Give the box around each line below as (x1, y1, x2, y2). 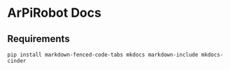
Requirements (7, 33, 70, 45)
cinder (7, 57, 27, 64)
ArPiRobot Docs (7, 5, 101, 21)
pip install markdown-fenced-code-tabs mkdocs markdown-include (7, 51, 199, 58)
